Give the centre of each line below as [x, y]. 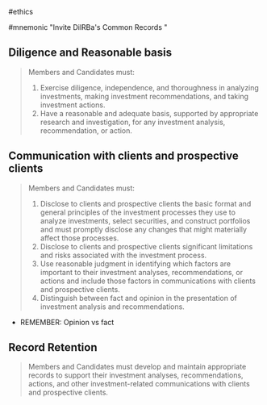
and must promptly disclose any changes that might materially [144, 229]
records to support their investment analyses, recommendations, [136, 375]
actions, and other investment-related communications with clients [139, 384]
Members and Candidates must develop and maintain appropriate [137, 367]
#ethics [21, 12]
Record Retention [53, 347]
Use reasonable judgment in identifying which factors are [136, 263]
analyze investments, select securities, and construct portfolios [145, 220]
